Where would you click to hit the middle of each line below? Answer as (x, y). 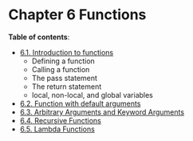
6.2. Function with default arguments (80, 103)
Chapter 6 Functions (77, 15)
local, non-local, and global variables (93, 95)
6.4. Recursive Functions (60, 120)
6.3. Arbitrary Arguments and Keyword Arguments (102, 112)
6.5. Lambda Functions (57, 129)
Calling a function (61, 69)
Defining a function (63, 61)
